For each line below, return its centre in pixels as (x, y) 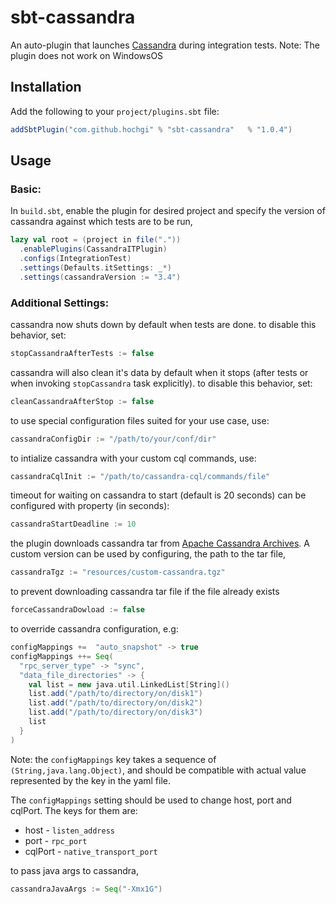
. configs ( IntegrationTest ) (75, 259)
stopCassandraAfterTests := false (82, 353)
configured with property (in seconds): (90, 506)
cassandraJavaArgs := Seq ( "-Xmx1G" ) (86, 889)
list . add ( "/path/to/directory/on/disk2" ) (115, 703)
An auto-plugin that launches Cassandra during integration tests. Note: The (165, 45)
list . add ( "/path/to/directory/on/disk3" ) (115, 712)
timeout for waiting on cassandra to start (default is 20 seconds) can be (158, 495)
